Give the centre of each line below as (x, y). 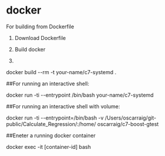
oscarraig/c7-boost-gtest (128, 124)
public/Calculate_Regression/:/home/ (51, 124)
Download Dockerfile (40, 38)
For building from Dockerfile (40, 26)
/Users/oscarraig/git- (131, 118)
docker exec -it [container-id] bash (49, 147)
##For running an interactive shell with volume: (63, 106)
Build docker (30, 49)
